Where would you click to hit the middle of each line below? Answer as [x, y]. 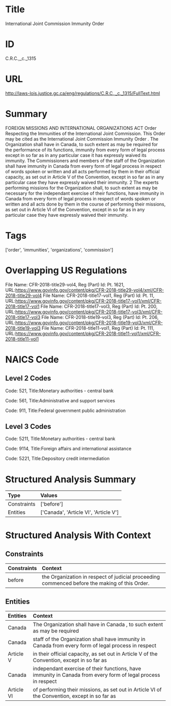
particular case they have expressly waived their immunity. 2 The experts [82, 182]
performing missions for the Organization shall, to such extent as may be [81, 188]
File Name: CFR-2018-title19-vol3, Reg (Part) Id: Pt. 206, [100, 317]
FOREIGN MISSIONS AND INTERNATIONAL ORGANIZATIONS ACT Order [81, 128]
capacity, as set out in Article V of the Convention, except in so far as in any [85, 177]
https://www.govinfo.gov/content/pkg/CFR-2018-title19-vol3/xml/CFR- [89, 323]
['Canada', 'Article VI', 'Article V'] [80, 512]
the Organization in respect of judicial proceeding [101, 577]
